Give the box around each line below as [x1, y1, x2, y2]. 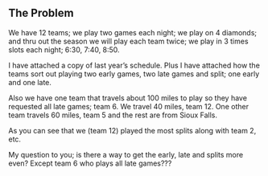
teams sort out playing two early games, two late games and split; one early [8, 68, 260, 79]
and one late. [8, 77, 52, 87]
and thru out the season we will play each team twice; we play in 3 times [8, 36, 249, 46]
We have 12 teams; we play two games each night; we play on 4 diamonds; [8, 27, 258, 37]
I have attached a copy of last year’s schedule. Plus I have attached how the [8, 60, 260, 70]
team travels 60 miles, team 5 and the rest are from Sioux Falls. [8, 110, 217, 120]
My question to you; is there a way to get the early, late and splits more [8, 149, 244, 159]
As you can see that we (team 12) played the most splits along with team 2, [8, 125, 257, 135]
